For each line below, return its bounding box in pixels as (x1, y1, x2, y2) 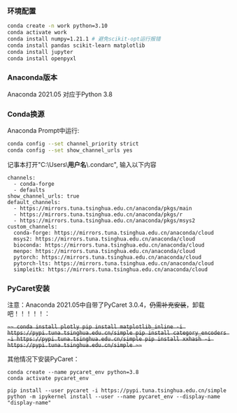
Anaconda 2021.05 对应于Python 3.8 (7, 89, 113, 99)
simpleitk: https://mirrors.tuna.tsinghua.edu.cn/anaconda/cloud (13, 266, 208, 273)
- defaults (13, 187, 45, 194)
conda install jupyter (7, 48, 73, 55)
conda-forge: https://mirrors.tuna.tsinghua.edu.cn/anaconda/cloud (13, 229, 215, 236)
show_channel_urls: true (7, 192, 80, 200)
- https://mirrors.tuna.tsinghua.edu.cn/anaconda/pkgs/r (13, 211, 183, 218)
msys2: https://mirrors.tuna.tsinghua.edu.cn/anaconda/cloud (13, 236, 196, 242)
